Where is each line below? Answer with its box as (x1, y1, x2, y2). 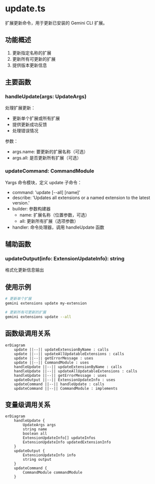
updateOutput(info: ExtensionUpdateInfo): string (5, 255, 124, 262)
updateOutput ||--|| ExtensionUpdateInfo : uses (14, 377, 116, 382)
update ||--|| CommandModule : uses (14, 360, 90, 365)
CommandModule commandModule (23, 470, 83, 475)
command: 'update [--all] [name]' (12, 189, 80, 195)
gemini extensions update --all (5, 314, 71, 319)
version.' (12, 200, 30, 205)
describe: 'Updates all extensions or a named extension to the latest (12, 195, 151, 201)
